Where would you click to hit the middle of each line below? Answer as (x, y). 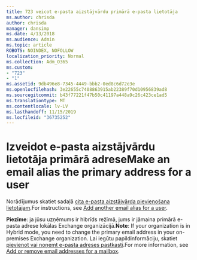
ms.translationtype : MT (36, 100)
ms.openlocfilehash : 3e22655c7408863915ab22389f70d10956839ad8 (87, 90)
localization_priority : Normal (45, 56)
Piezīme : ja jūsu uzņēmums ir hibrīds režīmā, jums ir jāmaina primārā (91, 219)
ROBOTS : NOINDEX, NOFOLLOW (40, 51)
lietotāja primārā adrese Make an (88, 160)
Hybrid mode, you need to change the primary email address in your (90, 232)
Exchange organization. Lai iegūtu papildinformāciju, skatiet (104, 238)
